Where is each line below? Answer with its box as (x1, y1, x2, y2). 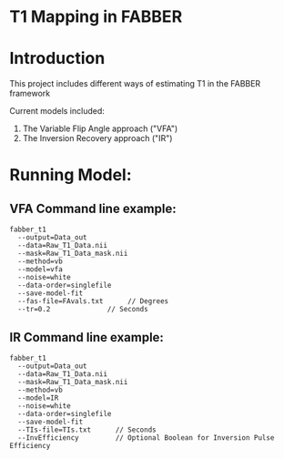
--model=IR (17, 393, 59, 403)
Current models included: (9, 106, 105, 117)
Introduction (9, 48, 106, 69)
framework (9, 88, 51, 99)
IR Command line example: (9, 330, 164, 345)
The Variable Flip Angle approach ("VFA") (22, 123, 178, 134)
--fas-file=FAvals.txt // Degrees (17, 297, 169, 306)
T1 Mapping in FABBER (9, 6, 183, 27)
